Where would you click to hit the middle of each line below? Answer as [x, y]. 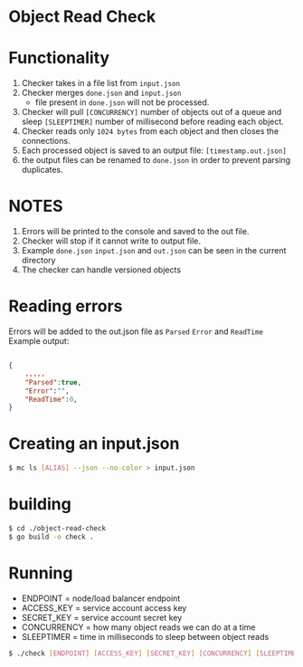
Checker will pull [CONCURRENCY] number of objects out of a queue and [151, 112]
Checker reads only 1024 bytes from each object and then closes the [150, 131]
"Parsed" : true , [53, 382]
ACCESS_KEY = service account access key [104, 607]
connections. [46, 141]
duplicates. [43, 170]
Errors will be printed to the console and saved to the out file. [135, 232]
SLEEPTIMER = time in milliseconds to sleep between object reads [145, 636]
